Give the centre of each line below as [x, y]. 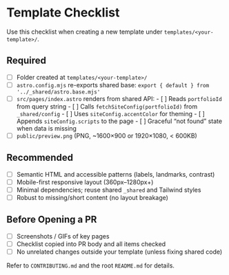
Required [26, 61]
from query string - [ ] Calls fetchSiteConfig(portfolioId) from [107, 106]
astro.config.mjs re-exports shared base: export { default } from [113, 85]
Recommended [40, 158]
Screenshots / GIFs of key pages [63, 236]
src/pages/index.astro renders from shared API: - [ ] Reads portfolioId [119, 98]
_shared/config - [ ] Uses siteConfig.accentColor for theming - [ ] [110, 113]
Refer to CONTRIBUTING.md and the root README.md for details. [91, 265]
